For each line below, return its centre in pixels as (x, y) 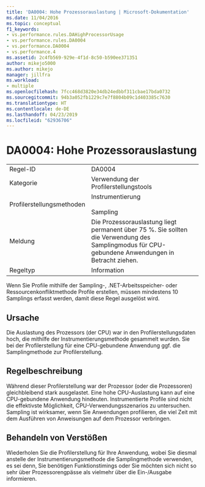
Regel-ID (23, 169)
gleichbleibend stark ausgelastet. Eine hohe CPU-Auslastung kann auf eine (101, 392)
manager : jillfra (28, 75)
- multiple (20, 86)
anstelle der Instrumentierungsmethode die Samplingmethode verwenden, (100, 459)
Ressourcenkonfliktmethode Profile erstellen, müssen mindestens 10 (92, 292)
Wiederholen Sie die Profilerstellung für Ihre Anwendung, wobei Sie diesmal (102, 452)
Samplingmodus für (119, 245)
